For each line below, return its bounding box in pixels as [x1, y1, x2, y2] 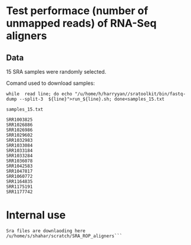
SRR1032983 [6, 137, 33, 143]
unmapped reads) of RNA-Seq [6, 16, 157, 30]
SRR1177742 [6, 189, 33, 195]
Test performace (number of [6, 4, 149, 18]
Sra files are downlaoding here [6, 228, 85, 234]
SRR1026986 [6, 127, 33, 133]
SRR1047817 [6, 168, 33, 174]
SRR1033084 [6, 143, 33, 148]
